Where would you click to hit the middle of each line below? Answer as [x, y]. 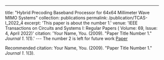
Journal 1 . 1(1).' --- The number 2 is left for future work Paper [66, 39]
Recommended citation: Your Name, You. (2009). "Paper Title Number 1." [79, 48]
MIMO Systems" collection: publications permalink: [56, 18]
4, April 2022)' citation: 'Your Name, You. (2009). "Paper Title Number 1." [79, 33]
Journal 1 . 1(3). [20, 53]
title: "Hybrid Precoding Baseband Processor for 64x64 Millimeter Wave [77, 12]
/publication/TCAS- [128, 18]
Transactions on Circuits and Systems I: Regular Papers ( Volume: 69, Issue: [81, 28]
